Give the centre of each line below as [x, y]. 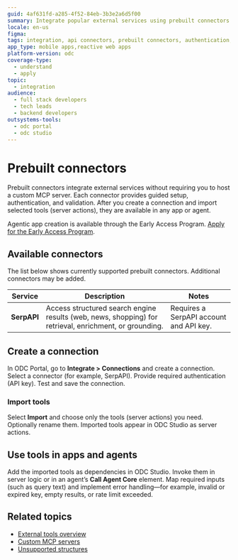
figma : [17, 34]
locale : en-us [28, 27]
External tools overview [52, 534]
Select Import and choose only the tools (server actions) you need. [105, 417]
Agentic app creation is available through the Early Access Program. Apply [116, 224]
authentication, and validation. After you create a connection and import [112, 203]
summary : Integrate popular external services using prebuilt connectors [119, 21]
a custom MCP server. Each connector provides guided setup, [98, 195]
